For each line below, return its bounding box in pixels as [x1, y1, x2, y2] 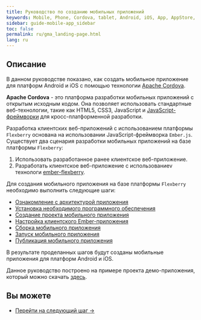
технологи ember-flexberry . [14, 168, 86, 175]
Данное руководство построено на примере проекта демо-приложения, [6, 267, 195, 274]
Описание [6, 59, 46, 70]
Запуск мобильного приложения [14, 230, 100, 238]
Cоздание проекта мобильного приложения [14, 211, 129, 218]
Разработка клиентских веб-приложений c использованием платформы [6, 125, 193, 132]
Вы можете [6, 291, 51, 301]
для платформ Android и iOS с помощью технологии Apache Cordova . [6, 82, 186, 89]
